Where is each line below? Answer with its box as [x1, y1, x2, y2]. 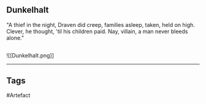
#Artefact [6, 92, 31, 99]
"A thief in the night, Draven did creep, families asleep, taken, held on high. [6, 21, 195, 28]
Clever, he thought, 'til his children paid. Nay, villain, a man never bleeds [6, 28, 188, 35]
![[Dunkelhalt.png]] [6, 52, 54, 59]
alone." [6, 34, 25, 42]
